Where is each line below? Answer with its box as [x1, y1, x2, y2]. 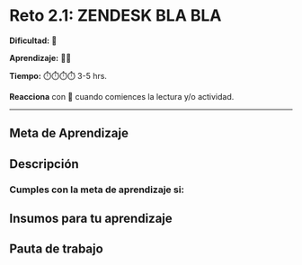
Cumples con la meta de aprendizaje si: [9, 183, 185, 196]
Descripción [9, 156, 79, 172]
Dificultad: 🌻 [9, 35, 58, 46]
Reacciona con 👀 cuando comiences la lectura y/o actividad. [9, 91, 235, 102]
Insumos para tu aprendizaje [9, 211, 173, 226]
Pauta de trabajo [9, 242, 103, 257]
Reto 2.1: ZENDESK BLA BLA [9, 5, 222, 26]
